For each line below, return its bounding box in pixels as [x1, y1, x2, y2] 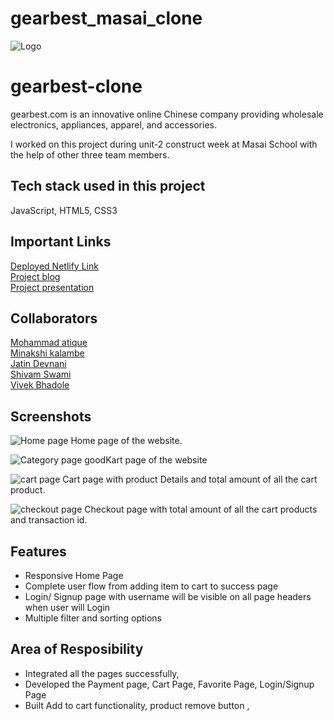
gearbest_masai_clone [10, 7, 203, 30]
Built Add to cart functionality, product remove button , [24, 699, 250, 711]
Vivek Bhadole [10, 379, 70, 391]
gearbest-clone [10, 75, 143, 98]
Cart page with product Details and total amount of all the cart [62, 473, 318, 486]
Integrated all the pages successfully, [24, 667, 180, 679]
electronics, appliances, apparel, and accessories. [10, 118, 217, 131]
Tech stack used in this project [10, 178, 206, 195]
